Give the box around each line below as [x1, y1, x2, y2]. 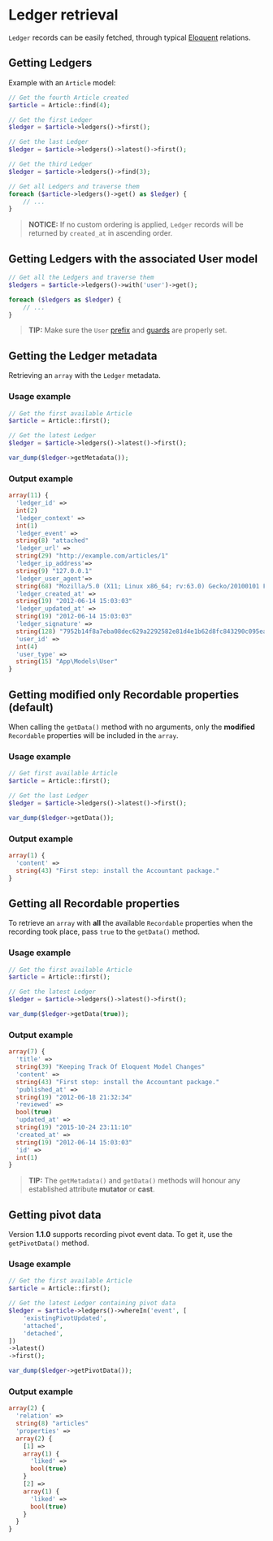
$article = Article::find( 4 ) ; [8, 101, 111, 109]
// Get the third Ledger [8, 160, 93, 168]
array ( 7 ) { [8, 1048, 45, 1056]
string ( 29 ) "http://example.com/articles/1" [15, 552, 169, 560]
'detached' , [23, 1329, 63, 1338]
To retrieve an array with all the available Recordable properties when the [8, 918, 253, 928]
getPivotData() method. [8, 1238, 89, 1248]
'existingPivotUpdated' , [23, 1314, 107, 1322]
